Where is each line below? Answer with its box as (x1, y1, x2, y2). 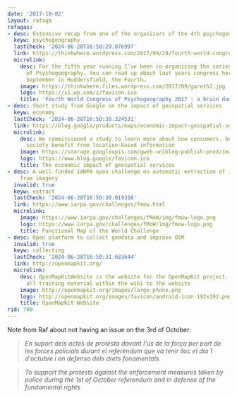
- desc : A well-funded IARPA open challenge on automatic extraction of (7, 168, 226, 175)
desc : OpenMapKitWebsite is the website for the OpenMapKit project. (20, 273, 229, 280)
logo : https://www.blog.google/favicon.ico (20, 155, 150, 163)
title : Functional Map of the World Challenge (20, 227, 159, 234)
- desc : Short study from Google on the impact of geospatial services (7, 103, 222, 110)
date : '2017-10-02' (7, 10, 65, 18)
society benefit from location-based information (25, 142, 175, 149)
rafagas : (7, 23, 33, 30)
